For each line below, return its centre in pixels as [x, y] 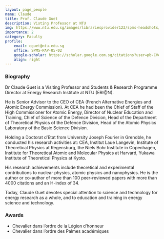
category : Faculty [24, 37]
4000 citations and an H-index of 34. [42, 183]
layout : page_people [26, 10]
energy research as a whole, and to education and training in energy [74, 198]
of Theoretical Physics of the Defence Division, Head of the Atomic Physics [81, 122]
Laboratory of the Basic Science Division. [47, 128]
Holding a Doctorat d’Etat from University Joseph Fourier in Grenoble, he [78, 137]
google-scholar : [31, 55]
